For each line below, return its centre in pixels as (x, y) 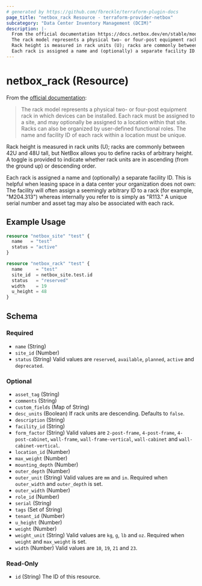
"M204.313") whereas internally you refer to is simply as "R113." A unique (97, 197)
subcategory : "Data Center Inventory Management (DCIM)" (79, 23)
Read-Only (23, 564)
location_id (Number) (42, 452)
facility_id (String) (40, 426)
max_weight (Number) (41, 458)
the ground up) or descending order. (51, 166)
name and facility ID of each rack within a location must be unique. (103, 135)
